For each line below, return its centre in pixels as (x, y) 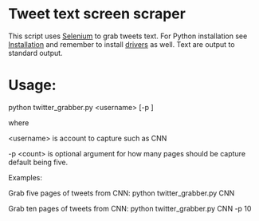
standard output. (35, 53)
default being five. (38, 162)
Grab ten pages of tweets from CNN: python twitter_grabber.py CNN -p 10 (130, 208)
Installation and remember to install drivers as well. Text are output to (122, 44)
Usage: (33, 85)
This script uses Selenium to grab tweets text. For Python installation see (128, 36)
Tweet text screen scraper (97, 14)
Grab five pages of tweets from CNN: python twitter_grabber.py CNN (122, 193)
